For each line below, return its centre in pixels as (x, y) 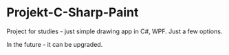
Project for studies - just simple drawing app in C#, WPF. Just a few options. (115, 31)
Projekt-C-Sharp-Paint (73, 13)
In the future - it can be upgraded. (55, 44)
